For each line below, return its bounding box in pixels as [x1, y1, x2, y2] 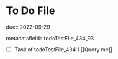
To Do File [6, 4, 55, 18]
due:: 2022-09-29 [6, 23, 50, 30]
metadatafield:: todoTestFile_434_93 [6, 34, 94, 41]
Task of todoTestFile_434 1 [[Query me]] [14, 46, 113, 53]
